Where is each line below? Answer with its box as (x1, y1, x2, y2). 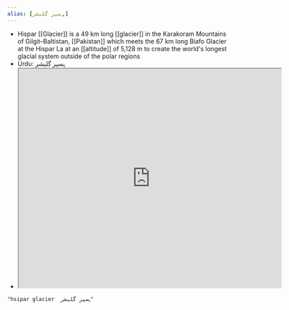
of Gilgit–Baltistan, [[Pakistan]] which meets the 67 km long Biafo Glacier (17, 36, 227, 46)
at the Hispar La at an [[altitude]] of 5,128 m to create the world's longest (17, 44, 227, 53)
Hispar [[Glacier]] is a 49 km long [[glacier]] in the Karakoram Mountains (17, 29, 227, 38)
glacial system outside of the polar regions (17, 52, 141, 60)
